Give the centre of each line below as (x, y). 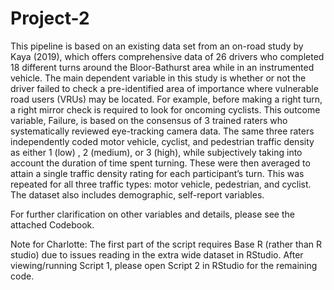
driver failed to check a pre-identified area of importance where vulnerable (164, 88)
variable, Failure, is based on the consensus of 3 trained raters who (149, 120)
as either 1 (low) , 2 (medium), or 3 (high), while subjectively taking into (156, 152)
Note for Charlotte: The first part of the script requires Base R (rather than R (166, 244)
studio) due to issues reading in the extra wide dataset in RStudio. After (157, 254)
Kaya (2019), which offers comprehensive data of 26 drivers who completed (167, 56)
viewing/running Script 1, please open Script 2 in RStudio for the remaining (164, 265)
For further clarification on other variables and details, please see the (152, 214)
